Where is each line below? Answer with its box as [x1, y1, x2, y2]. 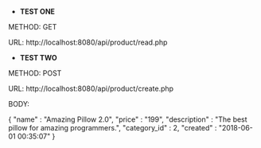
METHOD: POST [8, 68, 62, 78]
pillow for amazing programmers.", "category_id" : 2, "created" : [8, 123, 217, 132]
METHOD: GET [8, 22, 57, 31]
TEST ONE [19, 7, 56, 16]
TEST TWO [19, 53, 57, 62]
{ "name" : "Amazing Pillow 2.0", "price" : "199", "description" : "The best [8, 115, 248, 124]
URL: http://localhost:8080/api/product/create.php [8, 84, 173, 93]
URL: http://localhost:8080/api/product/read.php [8, 37, 168, 47]
